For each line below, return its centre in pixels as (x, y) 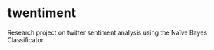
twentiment (42, 13)
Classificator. (26, 39)
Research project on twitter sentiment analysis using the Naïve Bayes (107, 32)
